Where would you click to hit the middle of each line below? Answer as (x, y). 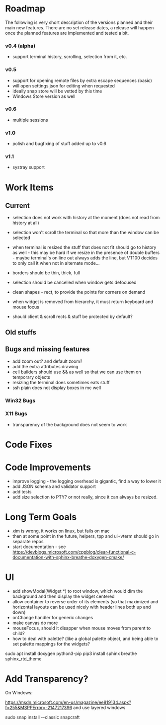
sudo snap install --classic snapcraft (42, 717)
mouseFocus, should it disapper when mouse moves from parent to (82, 628)
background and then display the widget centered (63, 596)
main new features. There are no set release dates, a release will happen (80, 27)
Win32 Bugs (20, 401)
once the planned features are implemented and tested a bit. (67, 33)
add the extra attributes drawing (45, 366)
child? (18, 633)
